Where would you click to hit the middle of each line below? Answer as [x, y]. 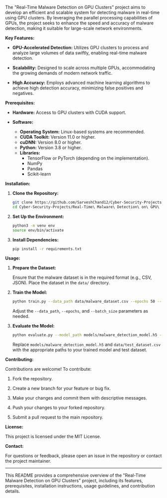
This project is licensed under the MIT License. [53, 436]
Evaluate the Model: [33, 326]
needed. [21, 316]
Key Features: [20, 38]
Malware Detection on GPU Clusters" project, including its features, [74, 481]
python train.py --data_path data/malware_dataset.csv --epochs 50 [83, 302]
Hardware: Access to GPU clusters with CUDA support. [69, 112]
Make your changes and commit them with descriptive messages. [80, 398]
